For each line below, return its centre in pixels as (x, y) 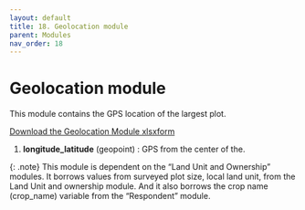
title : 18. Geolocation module (69, 26)
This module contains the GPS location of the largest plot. (118, 114)
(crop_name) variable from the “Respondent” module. (110, 196)
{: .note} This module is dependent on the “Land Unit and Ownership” (140, 167)
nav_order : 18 (37, 43)
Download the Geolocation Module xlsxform (92, 131)
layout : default (40, 18)
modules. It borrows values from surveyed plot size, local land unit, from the (152, 177)
